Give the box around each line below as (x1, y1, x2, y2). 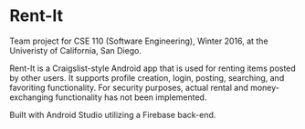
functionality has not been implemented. (55, 92, 207, 103)
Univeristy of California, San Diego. (9, 45, 142, 55)
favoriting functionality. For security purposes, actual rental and (9, 82, 248, 93)
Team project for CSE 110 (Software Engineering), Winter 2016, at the (9, 35, 268, 46)
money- (249, 82, 280, 93)
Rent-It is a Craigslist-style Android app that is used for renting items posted (9, 63, 297, 74)
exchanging (9, 92, 54, 103)
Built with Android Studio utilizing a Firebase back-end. (9, 109, 216, 120)
